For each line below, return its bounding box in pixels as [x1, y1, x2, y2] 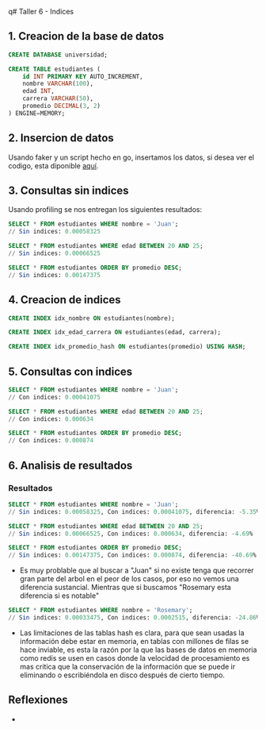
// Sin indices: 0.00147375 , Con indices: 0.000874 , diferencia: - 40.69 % [8, 551, 257, 559]
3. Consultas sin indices [8, 184, 129, 198]
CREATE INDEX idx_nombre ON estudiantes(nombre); [8, 314, 176, 322]
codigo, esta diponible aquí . [8, 160, 99, 170]
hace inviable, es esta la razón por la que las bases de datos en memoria [19, 645, 257, 654]
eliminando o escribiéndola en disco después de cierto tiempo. [19, 670, 226, 680]
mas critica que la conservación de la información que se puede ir [19, 661, 236, 671]
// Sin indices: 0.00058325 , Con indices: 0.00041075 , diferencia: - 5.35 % [8, 507, 260, 515]
